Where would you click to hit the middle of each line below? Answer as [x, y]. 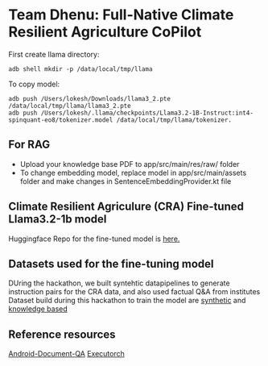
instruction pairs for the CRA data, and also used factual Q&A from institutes [134, 292]
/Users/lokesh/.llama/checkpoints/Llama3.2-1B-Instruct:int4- [147, 113]
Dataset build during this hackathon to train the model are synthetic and [127, 301]
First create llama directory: [54, 54]
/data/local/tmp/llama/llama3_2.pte [70, 106]
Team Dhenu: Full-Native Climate [121, 15]
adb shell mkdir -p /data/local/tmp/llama [80, 69]
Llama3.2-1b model [58, 219]
